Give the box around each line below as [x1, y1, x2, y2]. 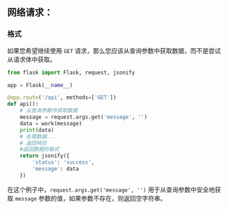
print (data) [19, 126, 54, 134]
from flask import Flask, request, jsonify [7, 69, 136, 76]
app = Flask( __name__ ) [7, 82, 73, 88]
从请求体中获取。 [7, 55, 56, 63]
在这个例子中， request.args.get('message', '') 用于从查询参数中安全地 [7, 185, 215, 194]
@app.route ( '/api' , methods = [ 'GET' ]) [7, 94, 117, 101]
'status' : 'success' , [32, 159, 95, 166]
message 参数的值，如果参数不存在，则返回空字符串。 [15, 194, 167, 202]
